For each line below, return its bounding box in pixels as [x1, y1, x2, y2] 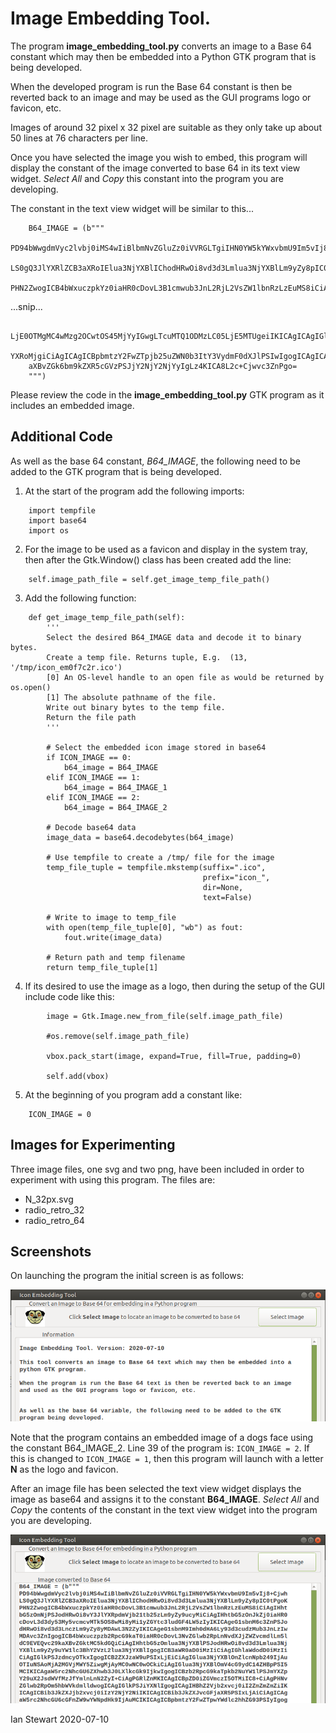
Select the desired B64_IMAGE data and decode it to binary [46, 632, 302, 642]
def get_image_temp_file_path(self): [28, 612, 186, 622]
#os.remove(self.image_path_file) [46, 1031, 190, 1041]
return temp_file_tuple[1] [46, 962, 159, 972]
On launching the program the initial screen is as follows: [10, 1270, 245, 1282]
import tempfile [28, 505, 97, 516]
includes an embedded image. [10, 399, 135, 411]
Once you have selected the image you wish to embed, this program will [10, 151, 308, 163]
